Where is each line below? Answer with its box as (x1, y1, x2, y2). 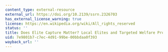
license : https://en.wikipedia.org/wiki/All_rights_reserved (5, 21, 135, 26)
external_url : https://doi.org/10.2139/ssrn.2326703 (5, 12, 117, 17)
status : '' (5, 26, 28, 31)
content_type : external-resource (5, 7, 75, 12)
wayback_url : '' (5, 40, 39, 45)
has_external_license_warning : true (5, 16, 81, 21)
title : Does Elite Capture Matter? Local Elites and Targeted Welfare (5, 30, 155, 35)
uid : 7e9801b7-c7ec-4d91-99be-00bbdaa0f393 (5, 35, 97, 40)
